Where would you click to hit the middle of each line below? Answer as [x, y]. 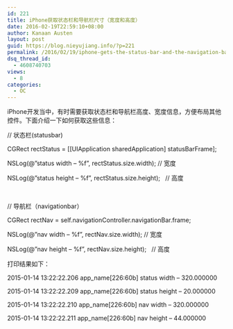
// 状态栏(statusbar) [35, 135]
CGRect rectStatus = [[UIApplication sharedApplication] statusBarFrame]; [112, 149]
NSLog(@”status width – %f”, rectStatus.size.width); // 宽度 [92, 163]
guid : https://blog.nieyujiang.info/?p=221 [71, 46]
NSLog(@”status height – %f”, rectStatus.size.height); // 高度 [95, 178]
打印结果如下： [28, 264]
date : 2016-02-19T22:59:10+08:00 [55, 26]
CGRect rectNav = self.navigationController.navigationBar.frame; [99, 220]
